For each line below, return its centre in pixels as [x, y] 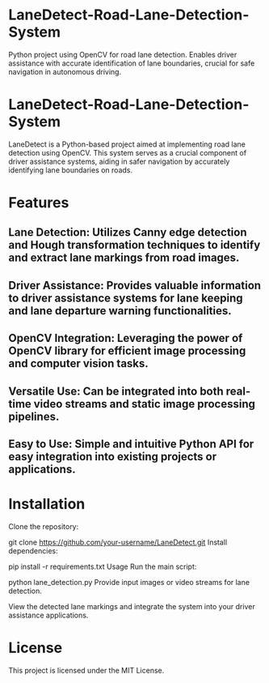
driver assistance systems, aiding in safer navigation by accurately [119, 161]
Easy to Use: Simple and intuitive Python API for [131, 444]
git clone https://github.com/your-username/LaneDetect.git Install [118, 542]
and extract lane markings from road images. [124, 258]
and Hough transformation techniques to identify [134, 245]
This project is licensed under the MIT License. [86, 670]
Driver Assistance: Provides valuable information [134, 285]
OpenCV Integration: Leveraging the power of [126, 338]
